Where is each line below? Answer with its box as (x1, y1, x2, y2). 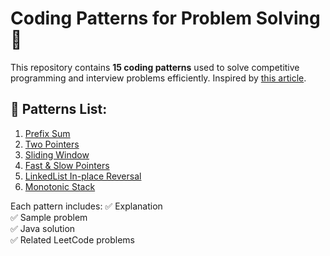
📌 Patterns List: (10, 101, 108, 118)
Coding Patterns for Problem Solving (10, 7, 321, 30)
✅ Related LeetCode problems (10, 233, 136, 246)
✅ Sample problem (10, 211, 88, 223)
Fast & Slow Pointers (24, 159, 110, 171)
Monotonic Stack (24, 180, 96, 192)
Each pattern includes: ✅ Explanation (10, 200, 163, 212)
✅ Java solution (10, 222, 76, 234)
